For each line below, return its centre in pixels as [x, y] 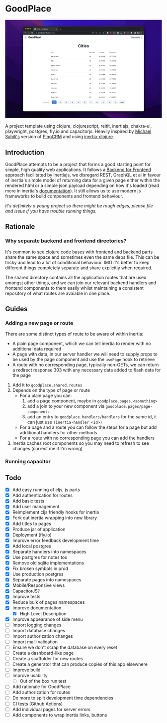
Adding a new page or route [39, 323]
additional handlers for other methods [58, 433]
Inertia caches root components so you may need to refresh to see [81, 443]
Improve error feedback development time [56, 540]
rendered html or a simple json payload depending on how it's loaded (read [82, 185]
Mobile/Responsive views [39, 585]
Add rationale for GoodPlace [42, 687]
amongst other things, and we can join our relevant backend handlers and [81, 283]
